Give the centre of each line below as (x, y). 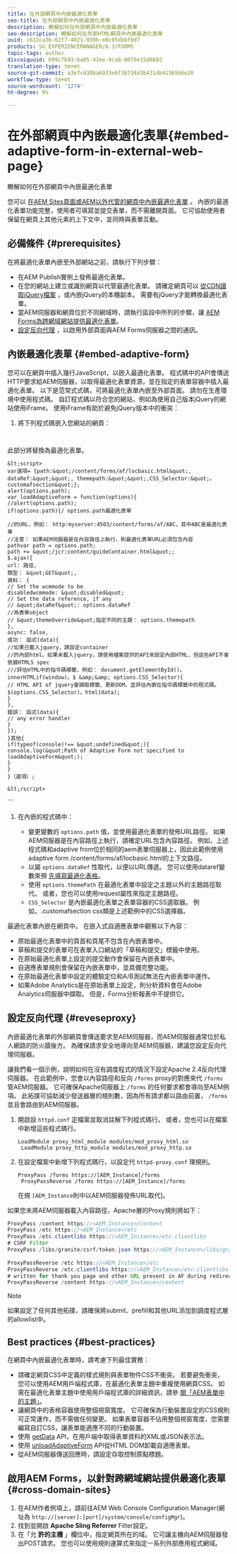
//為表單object (28, 612)
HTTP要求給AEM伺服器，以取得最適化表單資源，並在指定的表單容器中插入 (115, 381)
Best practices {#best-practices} (81, 1342)
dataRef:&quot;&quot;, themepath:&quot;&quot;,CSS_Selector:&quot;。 (111, 478)
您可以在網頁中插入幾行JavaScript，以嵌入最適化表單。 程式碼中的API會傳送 (118, 372)
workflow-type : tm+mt (39, 79)
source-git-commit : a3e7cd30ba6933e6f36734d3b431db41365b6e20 (101, 73)
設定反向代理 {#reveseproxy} (72, 1018)
